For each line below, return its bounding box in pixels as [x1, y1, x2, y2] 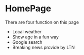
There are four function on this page [5, 19, 79, 25]
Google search [12, 39, 42, 45]
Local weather [12, 28, 42, 34]
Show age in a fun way [12, 34, 59, 40]
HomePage [5, 3, 51, 14]
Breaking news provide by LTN [12, 44, 75, 50]
